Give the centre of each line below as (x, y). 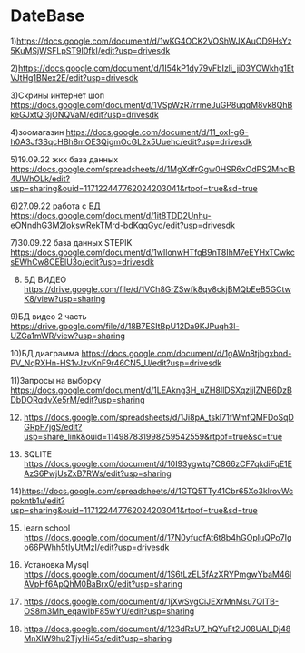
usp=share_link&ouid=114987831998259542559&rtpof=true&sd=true (153, 436)
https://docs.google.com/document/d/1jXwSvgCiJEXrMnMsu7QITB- (151, 601)
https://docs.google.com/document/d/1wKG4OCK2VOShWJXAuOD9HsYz (154, 41)
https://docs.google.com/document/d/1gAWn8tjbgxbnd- (187, 353)
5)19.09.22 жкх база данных (64, 159)
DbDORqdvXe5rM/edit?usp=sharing (78, 399)
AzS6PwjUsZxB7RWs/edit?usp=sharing (97, 473)
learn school (47, 528)
